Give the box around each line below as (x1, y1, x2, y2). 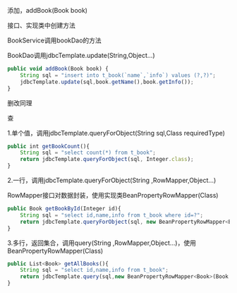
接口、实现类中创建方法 (7, 21, 75, 30)
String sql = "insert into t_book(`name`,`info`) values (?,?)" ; (20, 71, 217, 79)
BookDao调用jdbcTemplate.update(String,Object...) (7, 52, 155, 59)
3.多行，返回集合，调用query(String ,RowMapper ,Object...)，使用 (7, 239, 196, 247)
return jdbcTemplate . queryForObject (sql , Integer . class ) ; (20, 156, 194, 163)
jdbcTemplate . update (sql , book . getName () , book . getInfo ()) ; (20, 78, 194, 85)
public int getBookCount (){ (7, 143, 90, 150)
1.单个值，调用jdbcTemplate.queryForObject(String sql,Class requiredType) (7, 128, 226, 137)
